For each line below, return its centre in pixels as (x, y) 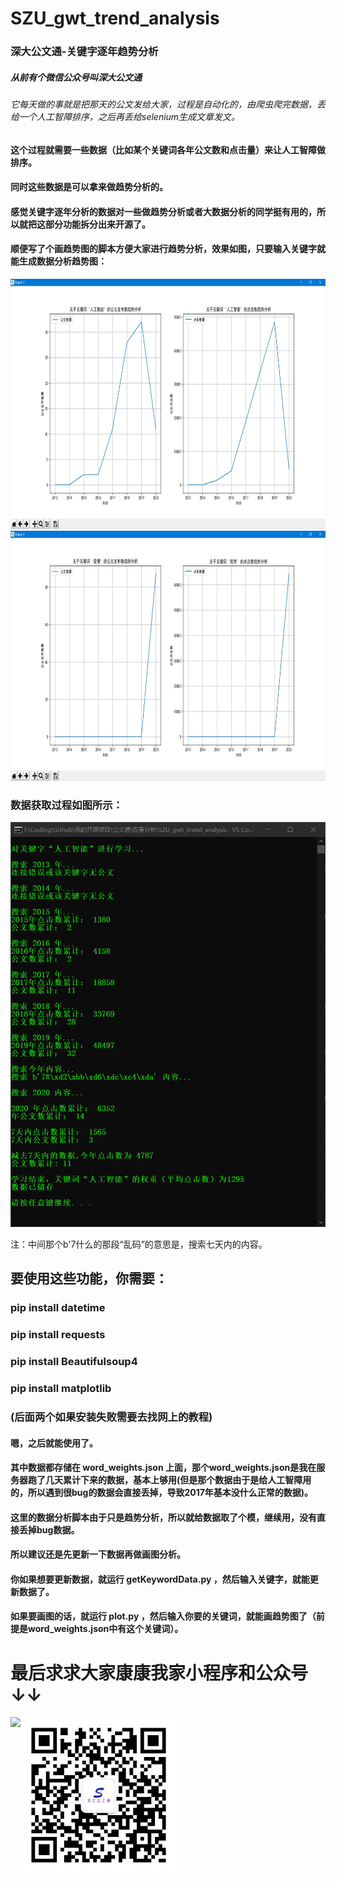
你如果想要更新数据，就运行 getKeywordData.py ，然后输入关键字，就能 (160, 1579)
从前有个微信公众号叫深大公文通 (76, 77)
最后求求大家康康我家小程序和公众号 (159, 1673)
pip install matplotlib (61, 1388)
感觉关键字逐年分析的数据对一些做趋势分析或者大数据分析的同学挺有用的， (163, 211)
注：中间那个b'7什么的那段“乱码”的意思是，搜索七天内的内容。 (139, 1244)
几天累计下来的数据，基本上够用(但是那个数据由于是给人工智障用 (178, 1480)
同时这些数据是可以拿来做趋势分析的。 (89, 187)
